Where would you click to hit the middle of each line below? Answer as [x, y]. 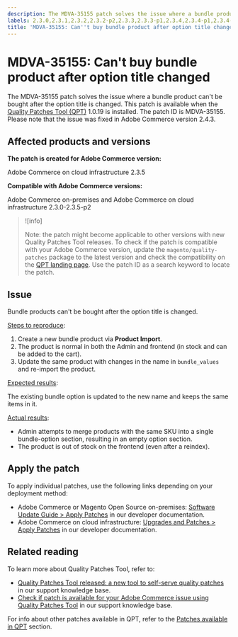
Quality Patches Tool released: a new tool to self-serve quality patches [121, 583]
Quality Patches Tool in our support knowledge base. [95, 605]
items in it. [22, 403]
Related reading [43, 552]
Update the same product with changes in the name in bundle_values [118, 361]
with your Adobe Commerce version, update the [95, 250]
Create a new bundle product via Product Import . [90, 339]
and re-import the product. [57, 369]
